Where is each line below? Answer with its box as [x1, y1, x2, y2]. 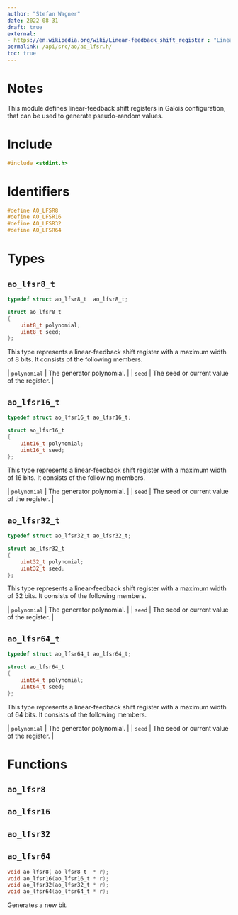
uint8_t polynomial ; [20, 322, 81, 329]
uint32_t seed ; [20, 565, 65, 572]
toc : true [7, 50, 37, 57]
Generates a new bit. [7, 901, 69, 909]
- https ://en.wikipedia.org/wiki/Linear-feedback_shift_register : [7, 37, 211, 44]
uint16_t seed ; [20, 447, 65, 454]
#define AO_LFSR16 [7, 213, 62, 220]
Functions [7, 756, 67, 773]
